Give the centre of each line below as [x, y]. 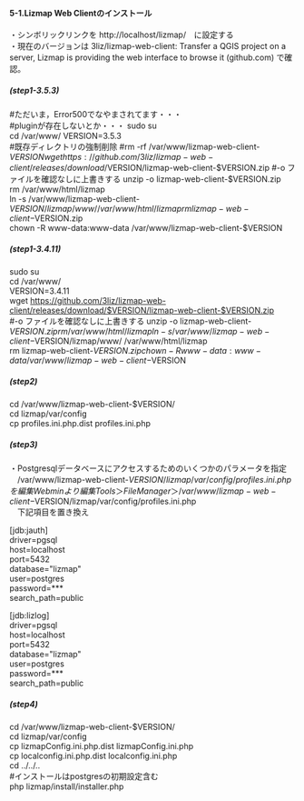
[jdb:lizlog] [29, 616]
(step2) [24, 381]
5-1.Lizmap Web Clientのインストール [81, 13]
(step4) [24, 704]
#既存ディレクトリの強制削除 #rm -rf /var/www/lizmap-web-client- [135, 147]
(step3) [24, 444]
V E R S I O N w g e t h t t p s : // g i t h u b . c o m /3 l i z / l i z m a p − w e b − [112, 157]
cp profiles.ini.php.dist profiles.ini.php [80, 424]
